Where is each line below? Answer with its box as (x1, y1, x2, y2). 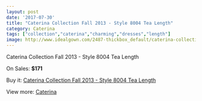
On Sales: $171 (6, 65, 43, 72)
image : (6, 37, 23, 43)
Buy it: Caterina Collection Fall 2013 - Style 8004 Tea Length (6, 76, 156, 84)
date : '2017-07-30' (6, 14, 55, 20)
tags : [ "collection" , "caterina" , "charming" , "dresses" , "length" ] (6, 31, 171, 37)
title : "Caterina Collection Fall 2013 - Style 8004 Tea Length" (6, 20, 173, 26)
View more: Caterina (6, 88, 57, 95)
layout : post (6, 8, 39, 15)
